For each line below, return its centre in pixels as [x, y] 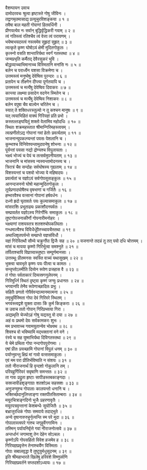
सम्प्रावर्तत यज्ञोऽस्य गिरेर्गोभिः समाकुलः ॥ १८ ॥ [41, 213]
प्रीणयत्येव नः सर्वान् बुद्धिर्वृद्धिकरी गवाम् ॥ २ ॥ [40, 31]
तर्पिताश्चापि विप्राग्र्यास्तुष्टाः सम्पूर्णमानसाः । [38, 252]
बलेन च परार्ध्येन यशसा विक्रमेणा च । [34, 70]
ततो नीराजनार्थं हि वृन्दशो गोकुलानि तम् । [37, 366]
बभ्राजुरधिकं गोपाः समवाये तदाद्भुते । [34, 411]
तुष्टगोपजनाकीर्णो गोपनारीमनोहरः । [32, 218]
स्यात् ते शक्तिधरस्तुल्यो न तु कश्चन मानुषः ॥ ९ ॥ [44, 110]
